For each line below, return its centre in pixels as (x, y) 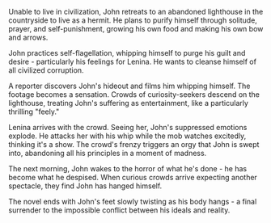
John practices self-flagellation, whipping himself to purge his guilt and (127, 53)
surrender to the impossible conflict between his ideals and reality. (119, 210)
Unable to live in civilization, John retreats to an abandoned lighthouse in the (136, 12)
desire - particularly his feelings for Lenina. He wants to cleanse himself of (133, 61)
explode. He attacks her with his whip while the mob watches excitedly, (127, 136)
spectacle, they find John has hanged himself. (85, 186)
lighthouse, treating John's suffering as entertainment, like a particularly (129, 103)
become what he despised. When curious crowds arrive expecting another (133, 177)
